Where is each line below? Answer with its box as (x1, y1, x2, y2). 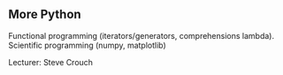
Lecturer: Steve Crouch (8, 56, 94, 67)
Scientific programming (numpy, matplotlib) (8, 40, 167, 50)
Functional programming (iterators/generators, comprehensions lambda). (8, 30, 275, 41)
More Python (8, 7, 81, 22)
